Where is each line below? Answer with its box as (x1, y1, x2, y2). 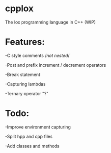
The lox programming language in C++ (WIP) (5, 19, 96, 25)
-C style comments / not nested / (5, 52, 70, 58)
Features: (5, 36, 45, 48)
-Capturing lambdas (5, 81, 46, 87)
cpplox (5, 3, 34, 14)
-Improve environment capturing (5, 124, 71, 130)
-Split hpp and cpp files (5, 133, 53, 139)
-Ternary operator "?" (5, 90, 49, 96)
